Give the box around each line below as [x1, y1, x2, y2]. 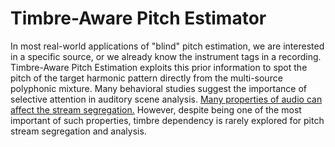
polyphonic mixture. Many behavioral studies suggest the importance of [10, 82, 308, 94]
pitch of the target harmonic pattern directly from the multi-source [10, 72, 283, 84]
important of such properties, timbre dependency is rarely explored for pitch [10, 114, 325, 126]
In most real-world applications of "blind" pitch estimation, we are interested [10, 40, 325, 52]
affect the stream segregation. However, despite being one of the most [10, 103, 302, 116]
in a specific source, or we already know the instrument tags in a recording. [10, 50, 322, 62]
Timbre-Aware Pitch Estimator [10, 7, 267, 30]
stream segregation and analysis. [10, 125, 147, 137]
